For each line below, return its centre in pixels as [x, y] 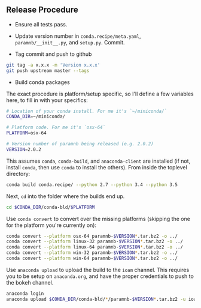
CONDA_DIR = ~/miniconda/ [36, 116]
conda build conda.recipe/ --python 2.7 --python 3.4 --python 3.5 [92, 185]
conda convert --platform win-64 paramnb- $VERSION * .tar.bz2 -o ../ [92, 258]
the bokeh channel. [30, 282]
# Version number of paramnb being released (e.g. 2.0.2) [80, 144]
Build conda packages [42, 82]
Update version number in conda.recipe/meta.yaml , [78, 36]
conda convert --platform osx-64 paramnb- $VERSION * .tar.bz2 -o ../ [92, 236]
